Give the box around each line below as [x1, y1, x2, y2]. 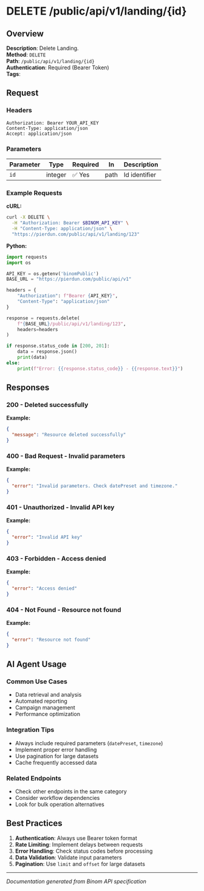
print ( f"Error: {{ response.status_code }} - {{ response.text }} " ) [17, 366, 183, 372]
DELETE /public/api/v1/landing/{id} [6, 4, 187, 18]
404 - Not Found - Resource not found [6, 606, 121, 614]
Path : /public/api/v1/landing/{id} [6, 58, 95, 64]
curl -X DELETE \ [6, 214, 50, 220]
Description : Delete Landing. [6, 44, 79, 52]
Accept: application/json [6, 131, 72, 137]
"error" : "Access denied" [12, 585, 78, 592]
